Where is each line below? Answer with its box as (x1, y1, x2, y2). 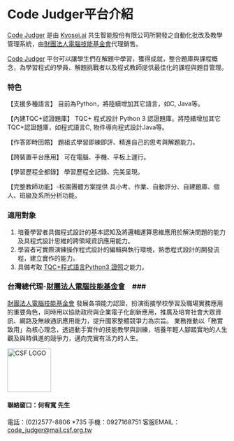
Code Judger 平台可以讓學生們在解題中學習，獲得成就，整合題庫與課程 (7, 54, 212, 63)
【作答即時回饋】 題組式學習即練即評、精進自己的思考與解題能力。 (7, 138, 199, 147)
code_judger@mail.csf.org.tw (7, 426, 92, 434)
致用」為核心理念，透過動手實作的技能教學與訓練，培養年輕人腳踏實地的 (7, 325, 215, 333)
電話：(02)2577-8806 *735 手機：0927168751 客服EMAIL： (7, 418, 180, 426)
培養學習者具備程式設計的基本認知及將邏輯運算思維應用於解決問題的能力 (17, 228, 226, 236)
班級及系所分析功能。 (19, 191, 81, 200)
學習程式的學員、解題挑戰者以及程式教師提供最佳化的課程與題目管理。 (25, 63, 228, 71)
